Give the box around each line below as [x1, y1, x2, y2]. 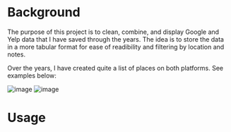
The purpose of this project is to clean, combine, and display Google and [7, 28, 220, 36]
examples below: [7, 71, 57, 80]
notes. [7, 50, 26, 59]
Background [7, 4, 81, 20]
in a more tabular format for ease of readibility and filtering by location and [7, 42, 225, 51]
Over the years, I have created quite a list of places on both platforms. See [7, 64, 224, 72]
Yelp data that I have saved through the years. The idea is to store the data [7, 35, 225, 43]
